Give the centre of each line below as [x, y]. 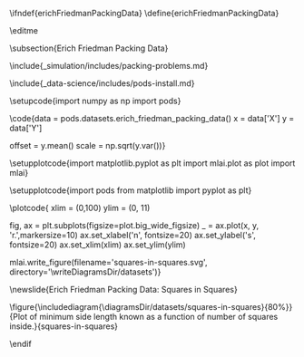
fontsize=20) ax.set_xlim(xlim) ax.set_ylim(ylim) [98, 245]
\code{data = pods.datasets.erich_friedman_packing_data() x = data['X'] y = [152, 118]
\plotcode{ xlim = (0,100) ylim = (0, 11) [80, 208]
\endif [20, 344]
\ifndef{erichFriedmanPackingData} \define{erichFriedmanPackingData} [144, 13]
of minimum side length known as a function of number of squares [154, 317]
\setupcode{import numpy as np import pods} [95, 101]
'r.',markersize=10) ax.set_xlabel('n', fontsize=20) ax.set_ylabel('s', [133, 235]
